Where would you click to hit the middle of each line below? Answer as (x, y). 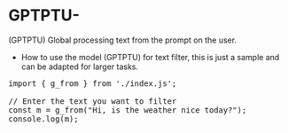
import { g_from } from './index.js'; (93, 83)
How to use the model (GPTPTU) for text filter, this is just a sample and (150, 57)
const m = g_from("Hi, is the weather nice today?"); (128, 110)
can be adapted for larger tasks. (80, 66)
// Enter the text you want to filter (93, 101)
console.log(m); (43, 119)
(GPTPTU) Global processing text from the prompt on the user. (122, 40)
